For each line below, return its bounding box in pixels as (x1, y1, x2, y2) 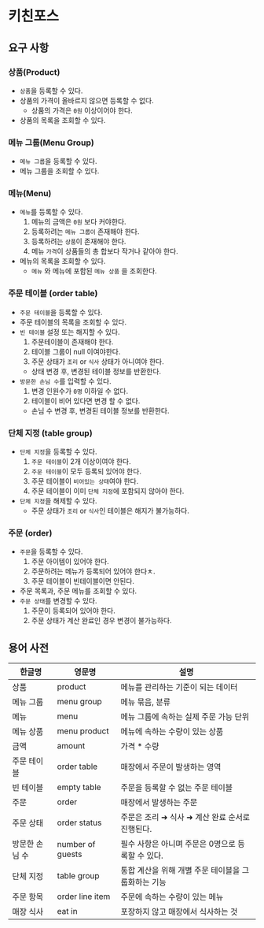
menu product (57, 726, 109, 737)
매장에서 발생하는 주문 (120, 797, 198, 808)
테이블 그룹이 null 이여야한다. (31, 347, 121, 356)
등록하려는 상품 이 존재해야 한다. (31, 237, 126, 247)
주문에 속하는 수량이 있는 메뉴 (120, 892, 224, 903)
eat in (57, 906, 78, 917)
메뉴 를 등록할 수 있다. (19, 207, 83, 217)
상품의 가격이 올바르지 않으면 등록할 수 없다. (19, 95, 155, 105)
